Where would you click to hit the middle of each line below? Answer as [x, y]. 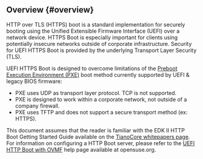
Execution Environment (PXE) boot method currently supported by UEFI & [98, 74]
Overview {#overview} [50, 10]
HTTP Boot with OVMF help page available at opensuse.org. [81, 149]
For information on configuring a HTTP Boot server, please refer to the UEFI [101, 143]
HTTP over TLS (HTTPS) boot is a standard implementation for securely [96, 24]
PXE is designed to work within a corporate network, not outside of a [101, 99]
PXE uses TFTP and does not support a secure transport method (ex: [101, 112]
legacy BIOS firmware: [34, 81]
